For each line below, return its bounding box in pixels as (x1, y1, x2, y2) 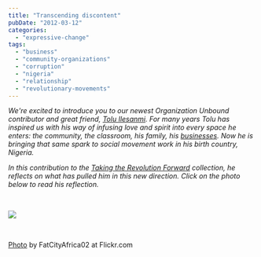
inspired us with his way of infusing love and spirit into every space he (8, 123, 237, 132)
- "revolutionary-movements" (15, 84, 111, 93)
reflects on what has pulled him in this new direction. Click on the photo (8, 171, 241, 181)
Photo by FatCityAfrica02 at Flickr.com (8, 240, 134, 250)
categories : (8, 26, 47, 34)
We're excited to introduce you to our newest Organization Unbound (8, 106, 230, 116)
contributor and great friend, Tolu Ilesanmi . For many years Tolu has (8, 115, 230, 124)
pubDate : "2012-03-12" (8, 19, 83, 27)
